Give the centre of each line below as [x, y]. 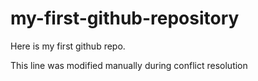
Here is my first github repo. [68, 46]
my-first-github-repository [125, 18]
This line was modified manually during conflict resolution [129, 65]
